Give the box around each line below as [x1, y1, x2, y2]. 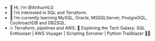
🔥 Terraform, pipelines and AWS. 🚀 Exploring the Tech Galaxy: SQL [9, 25, 146, 31]
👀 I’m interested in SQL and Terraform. [9, 10, 87, 15]
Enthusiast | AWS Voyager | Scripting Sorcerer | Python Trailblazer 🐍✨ [9, 30, 151, 36]
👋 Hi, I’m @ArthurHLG [9, 5, 54, 10]
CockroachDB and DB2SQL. [9, 20, 67, 26]
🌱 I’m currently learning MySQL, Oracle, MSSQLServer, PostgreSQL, [9, 15, 147, 20]
